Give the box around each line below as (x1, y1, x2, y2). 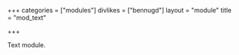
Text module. (7, 41, 46, 49)
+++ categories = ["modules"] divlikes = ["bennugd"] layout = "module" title (7, 6, 232, 14)
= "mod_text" (7, 13, 46, 22)
